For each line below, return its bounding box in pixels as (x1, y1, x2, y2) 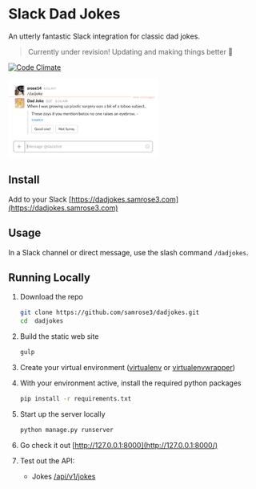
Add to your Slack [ (8, 194, 72, 204)
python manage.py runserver (19, 426, 114, 434)
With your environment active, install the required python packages (19, 378, 242, 388)
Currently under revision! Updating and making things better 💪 (27, 47, 234, 56)
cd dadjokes (19, 317, 64, 325)
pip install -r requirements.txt (19, 395, 132, 403)
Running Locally (8, 271, 90, 284)
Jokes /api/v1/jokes (31, 471, 96, 481)
